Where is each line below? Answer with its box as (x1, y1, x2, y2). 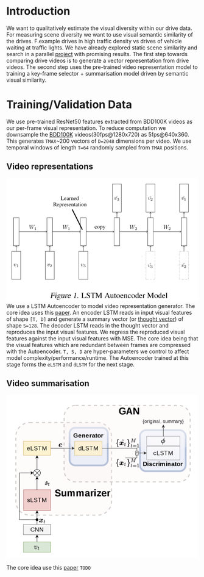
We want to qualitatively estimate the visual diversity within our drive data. (6, 24, 192, 32)
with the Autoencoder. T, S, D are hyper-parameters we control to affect (6, 348, 189, 355)
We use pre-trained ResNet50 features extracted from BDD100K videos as (6, 118, 193, 125)
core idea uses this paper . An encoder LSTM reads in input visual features (6, 309, 192, 316)
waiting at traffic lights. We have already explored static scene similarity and (6, 44, 197, 51)
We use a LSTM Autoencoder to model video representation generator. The (6, 302, 195, 309)
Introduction (6, 4, 71, 18)
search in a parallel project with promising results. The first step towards (6, 50, 188, 57)
